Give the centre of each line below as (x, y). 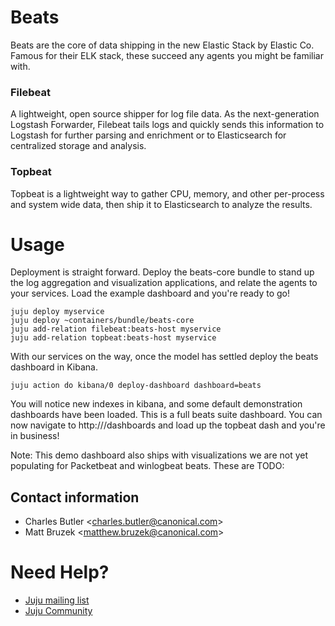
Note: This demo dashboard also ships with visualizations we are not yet (159, 455)
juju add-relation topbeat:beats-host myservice (113, 338)
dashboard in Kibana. (54, 367)
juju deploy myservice (57, 312)
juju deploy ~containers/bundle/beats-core (102, 321)
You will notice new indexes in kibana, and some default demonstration (156, 404)
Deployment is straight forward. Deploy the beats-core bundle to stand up (162, 272)
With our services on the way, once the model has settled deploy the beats (164, 357)
